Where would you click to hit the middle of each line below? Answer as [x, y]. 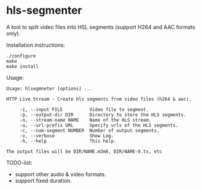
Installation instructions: [36, 45]
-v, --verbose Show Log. [67, 135]
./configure [21, 56]
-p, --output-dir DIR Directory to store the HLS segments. [103, 114]
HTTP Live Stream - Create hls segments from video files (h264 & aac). [99, 99]
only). [13, 33]
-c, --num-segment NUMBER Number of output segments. [90, 130]
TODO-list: [19, 162]
